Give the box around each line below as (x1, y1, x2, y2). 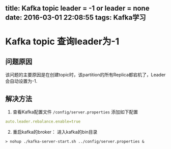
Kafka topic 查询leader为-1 (5, 36, 120, 47)
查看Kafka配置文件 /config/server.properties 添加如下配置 (12, 109, 138, 115)
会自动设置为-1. (5, 78, 38, 84)
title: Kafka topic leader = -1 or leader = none (5, 4, 150, 13)
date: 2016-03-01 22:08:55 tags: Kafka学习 (5, 13, 146, 22)
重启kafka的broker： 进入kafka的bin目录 (12, 129, 98, 135)
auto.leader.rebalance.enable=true (5, 119, 81, 124)
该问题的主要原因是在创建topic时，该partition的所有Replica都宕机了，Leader (5, 72, 166, 78)
